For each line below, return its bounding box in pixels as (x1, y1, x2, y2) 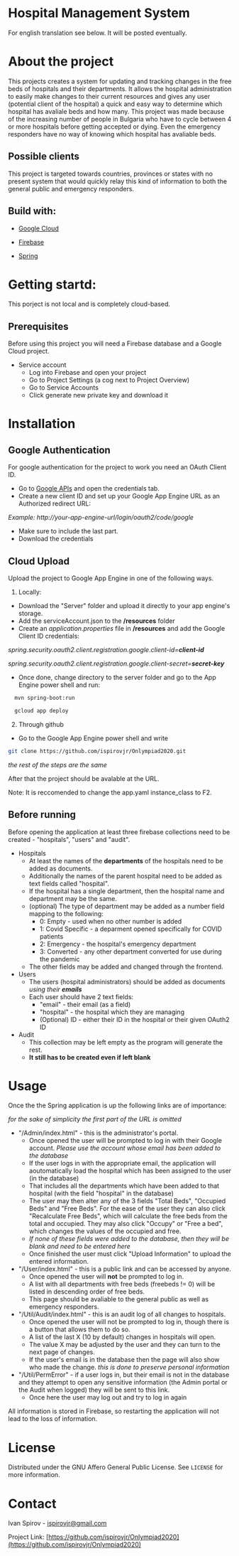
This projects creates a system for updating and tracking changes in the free (8, 77, 232, 85)
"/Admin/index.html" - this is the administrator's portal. (18, 1129, 179, 1137)
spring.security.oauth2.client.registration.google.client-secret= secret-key (8, 659, 225, 668)
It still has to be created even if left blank (28, 1053, 151, 1061)
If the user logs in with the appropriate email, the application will (28, 1159, 216, 1168)
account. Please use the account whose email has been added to (28, 1144, 221, 1153)
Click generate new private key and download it (28, 391, 169, 400)
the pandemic (39, 954, 80, 963)
